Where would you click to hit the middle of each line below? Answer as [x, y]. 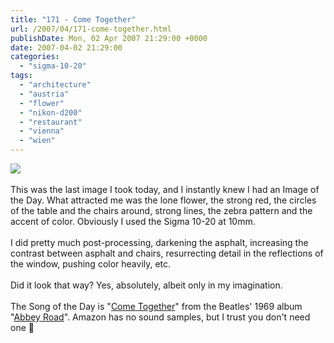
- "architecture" [55, 85]
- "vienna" [42, 131]
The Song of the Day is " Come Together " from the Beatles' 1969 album [156, 306]
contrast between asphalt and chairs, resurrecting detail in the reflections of [167, 253]
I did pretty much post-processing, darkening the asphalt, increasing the [159, 242]
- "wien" [37, 141]
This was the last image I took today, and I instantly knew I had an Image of [165, 189]
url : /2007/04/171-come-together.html [91, 29]
